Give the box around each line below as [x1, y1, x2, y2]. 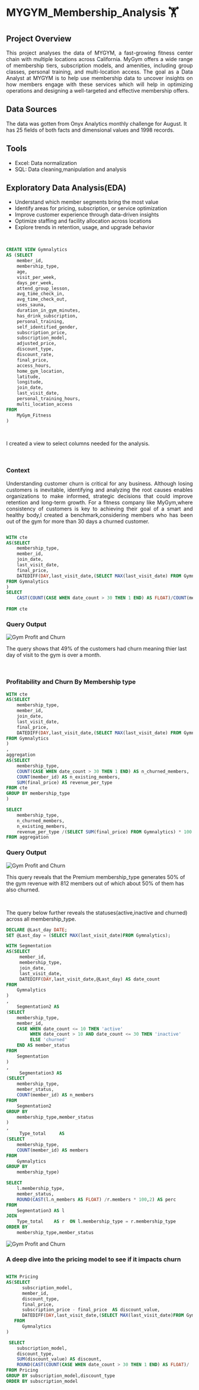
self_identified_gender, [17, 324, 78, 330]
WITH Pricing [6, 1274, 38, 1280]
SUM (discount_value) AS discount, [17, 1356, 102, 1362]
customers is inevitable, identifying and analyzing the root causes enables [6, 486, 193, 493]
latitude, [17, 373, 41, 380]
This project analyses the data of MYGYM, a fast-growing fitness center [6, 49, 193, 56]
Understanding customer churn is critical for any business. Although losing [6, 480, 193, 487]
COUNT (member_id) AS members [17, 1147, 89, 1153]
